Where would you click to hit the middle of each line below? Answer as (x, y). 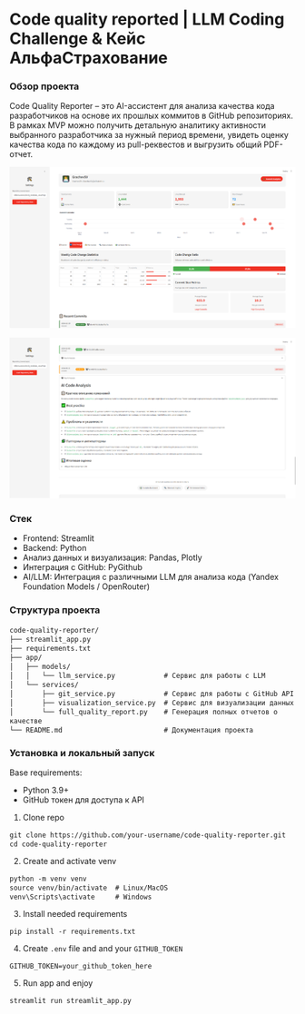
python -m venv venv (49, 879)
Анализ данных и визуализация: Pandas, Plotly (112, 557)
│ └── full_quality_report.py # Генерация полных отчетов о (144, 712)
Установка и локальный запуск (82, 753)
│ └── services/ (44, 684)
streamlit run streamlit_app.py (70, 1000)
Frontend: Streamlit (59, 538)
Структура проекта (55, 610)
